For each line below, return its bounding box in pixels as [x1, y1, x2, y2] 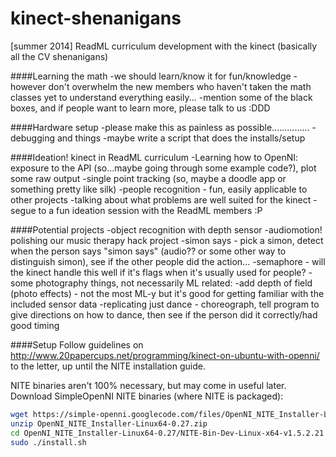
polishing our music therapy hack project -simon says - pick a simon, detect [10, 234, 324, 246]
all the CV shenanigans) [10, 50, 109, 62]
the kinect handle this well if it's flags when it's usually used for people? [10, 266, 307, 278]
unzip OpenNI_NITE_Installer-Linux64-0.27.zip [10, 418, 208, 429]
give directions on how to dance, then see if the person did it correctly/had [10, 308, 318, 321]
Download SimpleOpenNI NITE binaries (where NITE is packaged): [10, 390, 284, 402]
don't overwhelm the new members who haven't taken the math [48, 80, 312, 92]
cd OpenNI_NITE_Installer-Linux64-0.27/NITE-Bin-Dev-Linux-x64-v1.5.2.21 [10, 428, 325, 438]
